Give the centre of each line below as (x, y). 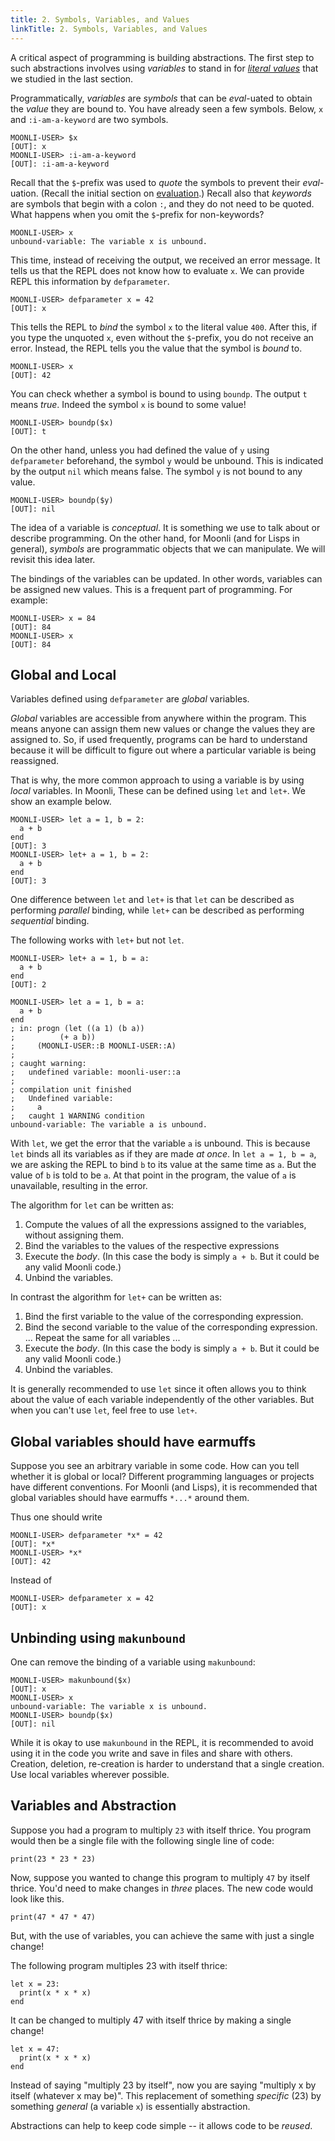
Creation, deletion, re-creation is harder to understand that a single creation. (167, 1763)
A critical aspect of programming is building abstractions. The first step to (162, 57)
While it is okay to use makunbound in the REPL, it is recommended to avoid (162, 1742)
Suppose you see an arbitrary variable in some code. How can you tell (155, 1466)
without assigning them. (74, 1235)
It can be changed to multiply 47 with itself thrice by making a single (151, 2020)
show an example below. (61, 802)
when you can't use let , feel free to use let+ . (104, 1410)
